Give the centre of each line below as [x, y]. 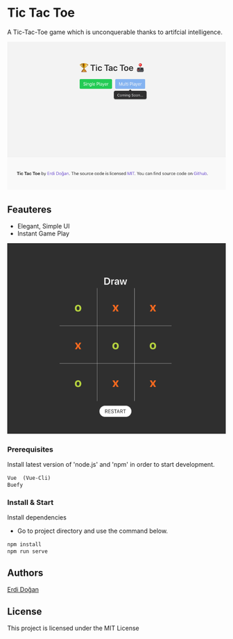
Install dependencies [37, 517]
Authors [25, 573]
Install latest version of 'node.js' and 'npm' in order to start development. [111, 465]
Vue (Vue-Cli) [29, 478]
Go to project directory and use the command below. [93, 531]
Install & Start [31, 503]
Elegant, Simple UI [43, 226]
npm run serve [28, 551]
